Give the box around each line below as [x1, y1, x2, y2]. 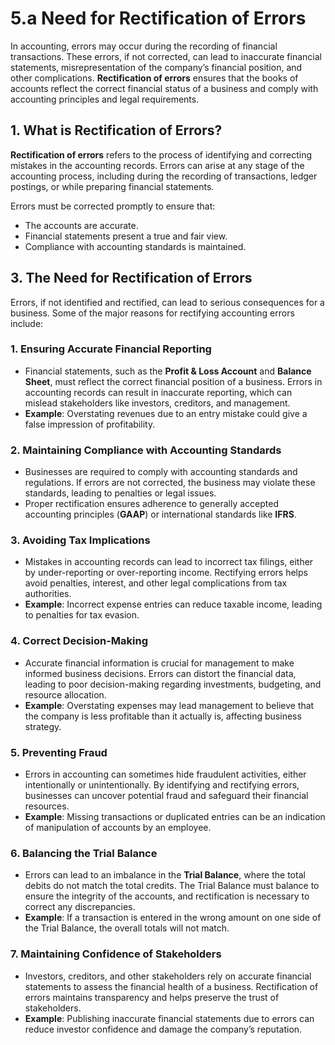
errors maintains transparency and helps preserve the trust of [24, 991, 280, 1003]
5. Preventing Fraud [10, 745, 108, 759]
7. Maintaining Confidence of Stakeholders [10, 947, 222, 961]
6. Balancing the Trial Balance [10, 846, 158, 860]
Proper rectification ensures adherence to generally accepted [24, 498, 280, 510]
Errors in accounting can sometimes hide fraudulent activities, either [24, 768, 307, 781]
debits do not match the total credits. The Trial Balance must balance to [24, 880, 320, 892]
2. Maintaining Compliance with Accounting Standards [10, 443, 282, 457]
